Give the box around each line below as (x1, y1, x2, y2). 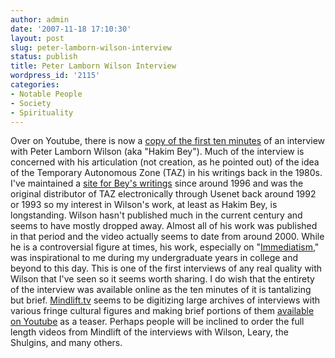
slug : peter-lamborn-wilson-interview (10, 42, 172, 53)
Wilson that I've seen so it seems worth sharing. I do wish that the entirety (10, 273, 315, 285)
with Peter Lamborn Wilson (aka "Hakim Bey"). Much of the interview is (10, 146, 305, 158)
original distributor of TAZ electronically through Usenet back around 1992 (10, 188, 317, 200)
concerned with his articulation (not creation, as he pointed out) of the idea (10, 156, 320, 168)
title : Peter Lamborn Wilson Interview (10, 61, 177, 71)
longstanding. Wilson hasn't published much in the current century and (10, 209, 303, 221)
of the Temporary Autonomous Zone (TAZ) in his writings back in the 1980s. (10, 167, 323, 179)
